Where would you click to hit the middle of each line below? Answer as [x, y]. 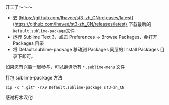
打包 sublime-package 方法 [34, 78]
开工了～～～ [19, 7]
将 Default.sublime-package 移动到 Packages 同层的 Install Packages [86, 50]
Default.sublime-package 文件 [44, 31]
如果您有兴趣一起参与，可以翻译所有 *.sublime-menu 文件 [65, 67]
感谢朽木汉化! [20, 97]
